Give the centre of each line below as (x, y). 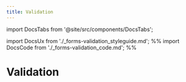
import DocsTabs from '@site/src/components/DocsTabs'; (80, 29)
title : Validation (30, 12)
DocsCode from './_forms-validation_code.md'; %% (72, 47)
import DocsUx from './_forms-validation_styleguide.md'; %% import (93, 41)
